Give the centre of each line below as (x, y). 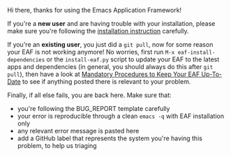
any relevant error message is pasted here (78, 131)
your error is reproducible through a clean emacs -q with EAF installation (121, 116)
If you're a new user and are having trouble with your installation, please (111, 23)
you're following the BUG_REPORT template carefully (94, 109)
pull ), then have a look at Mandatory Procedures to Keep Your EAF (104, 74)
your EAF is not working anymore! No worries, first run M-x (91, 52)
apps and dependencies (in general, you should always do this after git (110, 67)
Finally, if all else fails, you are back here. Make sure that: (90, 95)
